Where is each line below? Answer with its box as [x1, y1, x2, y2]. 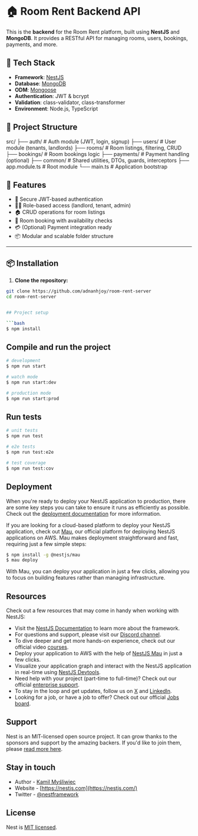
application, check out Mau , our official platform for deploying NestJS [6, 528, 176, 535]
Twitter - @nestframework [14, 791, 79, 798]
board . [14, 700, 31, 707]
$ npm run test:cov [6, 465, 54, 471]
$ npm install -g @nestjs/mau [6, 552, 81, 558]
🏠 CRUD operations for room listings [14, 209, 105, 216]
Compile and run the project [6, 342, 111, 352]
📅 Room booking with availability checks [14, 217, 113, 225]
